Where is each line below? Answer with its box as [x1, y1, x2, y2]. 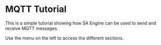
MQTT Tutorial [5, 3, 67, 15]
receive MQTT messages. [5, 25, 59, 31]
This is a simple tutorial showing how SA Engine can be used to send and [5, 20, 156, 26]
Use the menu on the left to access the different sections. [5, 35, 124, 41]
